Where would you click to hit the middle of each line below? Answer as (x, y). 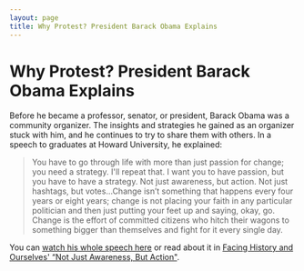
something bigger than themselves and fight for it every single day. (157, 230)
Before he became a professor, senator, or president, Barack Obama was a (149, 115)
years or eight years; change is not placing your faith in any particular (162, 201)
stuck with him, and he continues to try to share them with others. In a (140, 135)
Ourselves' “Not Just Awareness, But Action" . (95, 257)
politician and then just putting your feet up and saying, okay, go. (153, 211)
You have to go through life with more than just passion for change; (158, 162)
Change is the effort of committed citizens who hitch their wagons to (160, 220)
